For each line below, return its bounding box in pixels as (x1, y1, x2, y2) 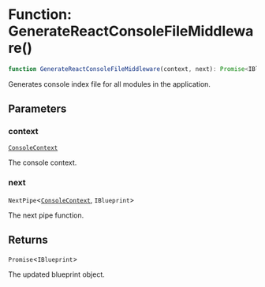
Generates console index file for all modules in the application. (8, 79, 211, 88)
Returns (8, 233, 49, 247)
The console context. (8, 158, 77, 167)
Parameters (8, 102, 67, 116)
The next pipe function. (8, 211, 84, 220)
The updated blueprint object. (8, 270, 105, 279)
